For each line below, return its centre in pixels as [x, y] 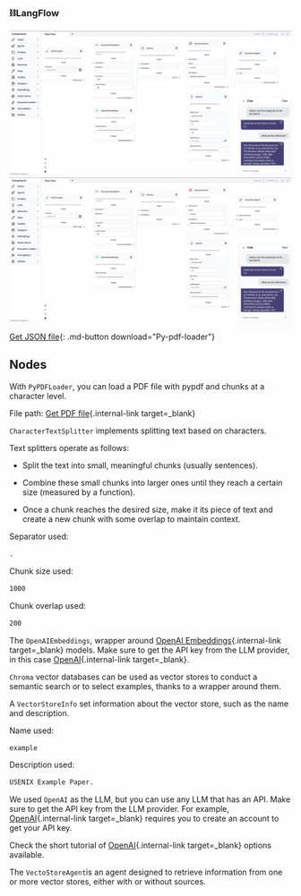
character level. [38, 396]
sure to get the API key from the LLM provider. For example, [120, 809]
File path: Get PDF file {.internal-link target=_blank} [103, 413]
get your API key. [41, 828]
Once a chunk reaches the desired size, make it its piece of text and [147, 509]
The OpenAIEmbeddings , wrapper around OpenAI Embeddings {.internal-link [146, 640]
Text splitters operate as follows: [69, 448]
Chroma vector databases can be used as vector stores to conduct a [133, 677]
